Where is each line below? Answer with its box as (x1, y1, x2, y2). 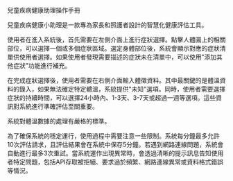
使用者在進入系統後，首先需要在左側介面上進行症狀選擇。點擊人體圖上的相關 (7, 35, 226, 44)
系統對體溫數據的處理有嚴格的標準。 (7, 117, 111, 125)
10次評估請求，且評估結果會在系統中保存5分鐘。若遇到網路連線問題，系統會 (7, 141, 224, 148)
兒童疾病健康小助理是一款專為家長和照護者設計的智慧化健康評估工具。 (7, 21, 208, 29)
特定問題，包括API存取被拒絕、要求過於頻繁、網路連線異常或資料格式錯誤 (12, 158, 224, 166)
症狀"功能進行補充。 (12, 62, 71, 69)
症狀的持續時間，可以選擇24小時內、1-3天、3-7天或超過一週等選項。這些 (7, 94, 216, 102)
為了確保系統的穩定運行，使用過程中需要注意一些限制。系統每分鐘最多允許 (7, 132, 220, 140)
